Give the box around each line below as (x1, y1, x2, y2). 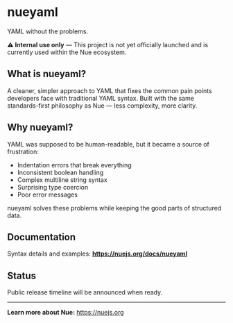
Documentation (7, 231, 76, 243)
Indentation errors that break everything (17, 160, 132, 169)
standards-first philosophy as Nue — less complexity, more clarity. (7, 101, 198, 110)
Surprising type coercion (17, 183, 89, 191)
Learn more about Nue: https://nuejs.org (7, 308, 124, 317)
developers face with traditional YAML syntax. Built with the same (7, 94, 194, 102)
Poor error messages (17, 190, 78, 199)
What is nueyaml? (7, 68, 87, 80)
